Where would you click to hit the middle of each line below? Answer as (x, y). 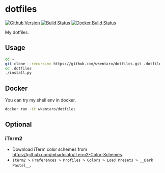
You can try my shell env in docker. (41, 100)
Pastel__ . (22, 165)
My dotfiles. (17, 32)
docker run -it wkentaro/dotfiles (41, 109)
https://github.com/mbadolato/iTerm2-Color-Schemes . (68, 154)
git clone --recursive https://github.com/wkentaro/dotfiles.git (73, 64)
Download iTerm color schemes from (50, 149)
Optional (18, 124)
